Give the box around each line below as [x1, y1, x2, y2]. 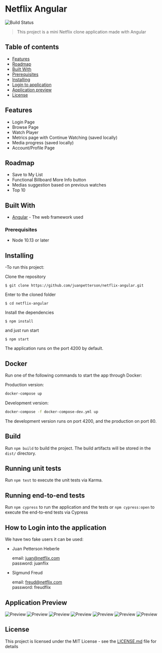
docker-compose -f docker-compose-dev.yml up [5, 409, 98, 414]
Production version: [5, 382, 44, 388]
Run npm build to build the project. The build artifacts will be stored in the [5, 445, 151, 451]
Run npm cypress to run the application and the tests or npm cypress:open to [5, 504, 155, 510]
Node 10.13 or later [12, 237, 49, 243]
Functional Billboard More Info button [12, 177, 86, 183]
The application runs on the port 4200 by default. [5, 345, 103, 351]
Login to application [12, 82, 52, 87]
